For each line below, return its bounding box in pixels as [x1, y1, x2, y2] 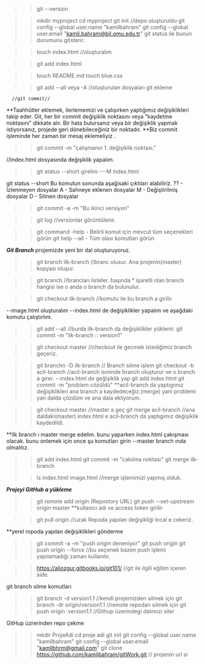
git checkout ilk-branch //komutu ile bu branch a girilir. [36, 295, 173, 302]
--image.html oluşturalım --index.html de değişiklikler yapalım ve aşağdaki [6, 307, 193, 314]
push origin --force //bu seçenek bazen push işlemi [36, 546, 167, 553]
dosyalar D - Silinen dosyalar [6, 192, 79, 200]
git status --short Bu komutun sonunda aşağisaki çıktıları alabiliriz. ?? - [6, 180, 183, 187]
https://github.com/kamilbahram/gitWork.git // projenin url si [36, 651, 188, 658]
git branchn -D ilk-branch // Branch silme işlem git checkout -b [36, 362, 194, 369]
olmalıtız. [6, 444, 29, 451]
